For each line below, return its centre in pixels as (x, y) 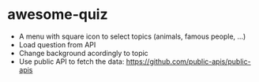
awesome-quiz (58, 15)
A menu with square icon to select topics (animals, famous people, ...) (132, 36)
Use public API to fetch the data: (71, 61)
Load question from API (57, 44)
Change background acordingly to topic (84, 53)
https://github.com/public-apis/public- (188, 61)
